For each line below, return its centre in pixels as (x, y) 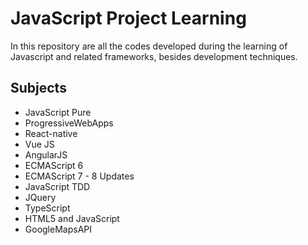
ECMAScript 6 (54, 165)
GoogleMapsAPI (58, 229)
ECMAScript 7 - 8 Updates (79, 176)
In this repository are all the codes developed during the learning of (149, 46)
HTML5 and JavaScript (72, 218)
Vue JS (39, 144)
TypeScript (47, 208)
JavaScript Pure (58, 112)
